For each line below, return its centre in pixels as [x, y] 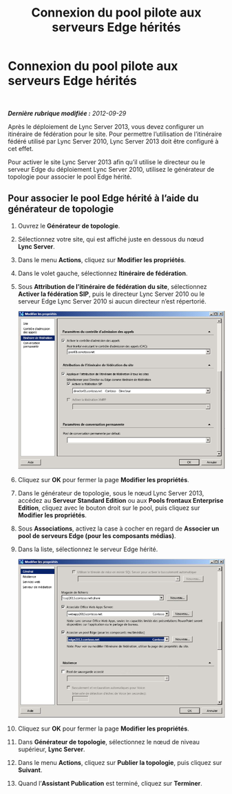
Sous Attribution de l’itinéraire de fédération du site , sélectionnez [112, 286]
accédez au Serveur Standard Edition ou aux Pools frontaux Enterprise [120, 500]
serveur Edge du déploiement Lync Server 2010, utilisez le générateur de [111, 169]
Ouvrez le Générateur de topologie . [69, 226]
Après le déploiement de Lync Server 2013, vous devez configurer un [106, 126]
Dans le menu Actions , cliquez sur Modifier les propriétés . [102, 259]
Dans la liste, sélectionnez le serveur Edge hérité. [88, 549]
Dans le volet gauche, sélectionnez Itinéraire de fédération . [103, 273]
